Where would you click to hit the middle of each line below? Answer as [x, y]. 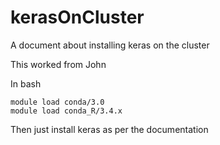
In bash [26, 83]
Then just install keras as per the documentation [109, 129]
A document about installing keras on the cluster [110, 45]
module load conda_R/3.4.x [66, 111]
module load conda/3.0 [57, 102]
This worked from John [58, 64]
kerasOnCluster [77, 17]
